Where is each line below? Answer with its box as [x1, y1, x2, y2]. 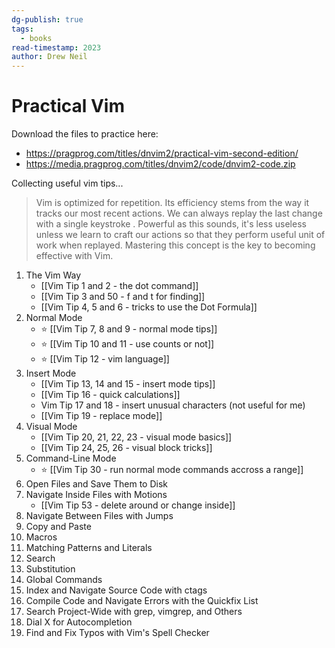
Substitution [25, 563, 76, 575]
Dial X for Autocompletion [25, 616, 133, 628]
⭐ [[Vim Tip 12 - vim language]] [40, 353, 170, 365]
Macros [25, 531, 58, 543]
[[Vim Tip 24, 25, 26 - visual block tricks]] [40, 442, 213, 454]
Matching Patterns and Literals [25, 542, 153, 554]
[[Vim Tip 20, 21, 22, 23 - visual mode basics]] [40, 431, 233, 443]
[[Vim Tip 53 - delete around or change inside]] [40, 499, 236, 511]
